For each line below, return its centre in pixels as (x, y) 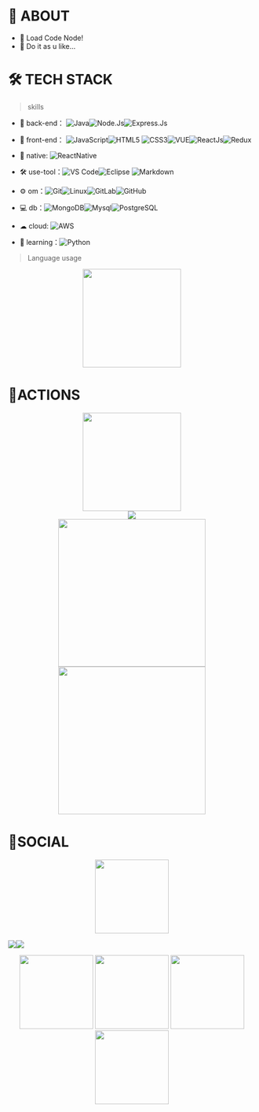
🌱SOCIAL (38, 842)
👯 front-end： (42, 139)
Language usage (55, 258)
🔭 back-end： (42, 123)
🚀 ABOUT (39, 16)
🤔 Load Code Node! (51, 38)
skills (36, 106)
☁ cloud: (34, 226)
